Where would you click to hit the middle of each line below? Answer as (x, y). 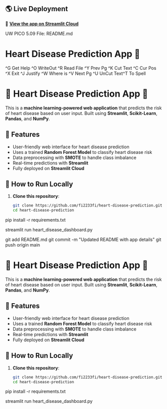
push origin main (23, 245)
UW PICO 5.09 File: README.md (39, 33)
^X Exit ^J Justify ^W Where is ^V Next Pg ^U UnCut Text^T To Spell (75, 73)
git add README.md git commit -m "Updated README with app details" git (83, 239)
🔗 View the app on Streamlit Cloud (42, 24)
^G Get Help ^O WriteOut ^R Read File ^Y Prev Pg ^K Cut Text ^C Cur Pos (81, 68)
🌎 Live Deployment (37, 9)
